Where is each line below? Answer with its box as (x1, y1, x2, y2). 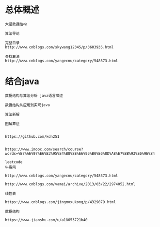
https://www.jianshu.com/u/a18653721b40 (5, 217, 88, 222)
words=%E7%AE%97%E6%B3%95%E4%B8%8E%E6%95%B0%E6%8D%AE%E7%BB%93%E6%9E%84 (5, 151, 155, 156)
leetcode (5, 160, 23, 164)
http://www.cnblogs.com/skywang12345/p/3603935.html (5, 45, 114, 49)
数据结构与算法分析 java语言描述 (5, 93, 63, 98)
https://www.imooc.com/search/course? (5, 146, 83, 152)
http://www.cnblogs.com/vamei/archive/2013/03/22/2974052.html (5, 181, 136, 187)
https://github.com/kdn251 (5, 134, 60, 139)
